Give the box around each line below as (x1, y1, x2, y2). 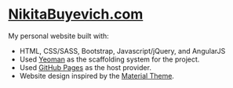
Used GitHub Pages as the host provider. (19, 62, 151, 72)
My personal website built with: (8, 31, 110, 40)
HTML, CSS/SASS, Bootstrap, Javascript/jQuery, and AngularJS (19, 46, 226, 55)
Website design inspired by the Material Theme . (19, 71, 175, 80)
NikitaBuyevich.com (8, 5, 144, 23)
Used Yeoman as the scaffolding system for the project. (19, 55, 200, 64)
